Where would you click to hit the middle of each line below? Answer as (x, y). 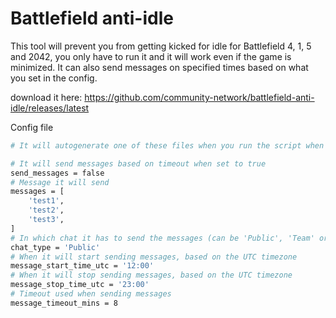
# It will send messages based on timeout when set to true (138, 163)
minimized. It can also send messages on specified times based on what (159, 67)
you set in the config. (54, 78)
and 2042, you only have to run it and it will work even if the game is (151, 56)
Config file (32, 127)
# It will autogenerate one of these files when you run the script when (167, 145)
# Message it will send (60, 182)
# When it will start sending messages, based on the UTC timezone (154, 257)
